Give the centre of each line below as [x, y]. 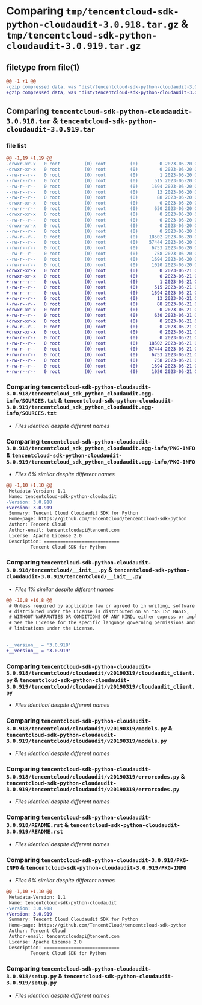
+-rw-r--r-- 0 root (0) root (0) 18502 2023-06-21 [99, 343]
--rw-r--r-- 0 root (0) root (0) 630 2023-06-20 [99, 209]
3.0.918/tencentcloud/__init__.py [57, 570]
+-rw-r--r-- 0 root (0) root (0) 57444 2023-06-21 [99, 349]
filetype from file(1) [43, 67]
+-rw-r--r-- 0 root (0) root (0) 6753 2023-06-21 [99, 354]
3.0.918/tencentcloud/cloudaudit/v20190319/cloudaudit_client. [101, 673]
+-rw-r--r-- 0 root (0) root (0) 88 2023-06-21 [99, 304]
